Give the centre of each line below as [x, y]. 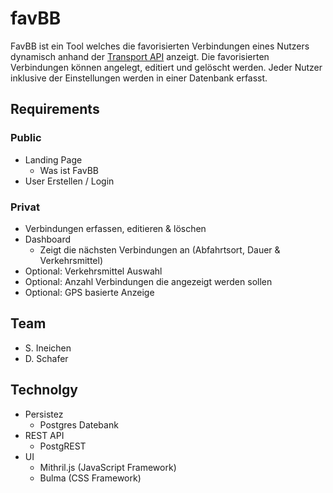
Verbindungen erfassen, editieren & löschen [115, 228]
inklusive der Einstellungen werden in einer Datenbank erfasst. [139, 78]
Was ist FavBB [69, 170]
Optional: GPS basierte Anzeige [89, 292]
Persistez [44, 414]
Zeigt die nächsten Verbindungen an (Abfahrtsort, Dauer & [160, 249]
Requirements [55, 109]
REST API [44, 435]
